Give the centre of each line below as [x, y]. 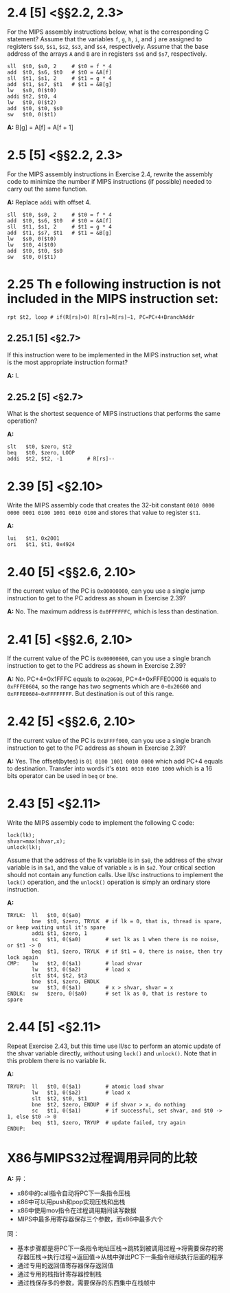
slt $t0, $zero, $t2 [39, 447]
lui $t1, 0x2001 [33, 538]
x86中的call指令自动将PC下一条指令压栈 [73, 1193]
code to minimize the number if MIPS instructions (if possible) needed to [110, 181]
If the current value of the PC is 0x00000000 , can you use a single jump [106, 591]
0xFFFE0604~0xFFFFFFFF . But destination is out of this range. [91, 694]
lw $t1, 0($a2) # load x [81, 1093]
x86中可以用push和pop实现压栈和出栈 [71, 1202]
